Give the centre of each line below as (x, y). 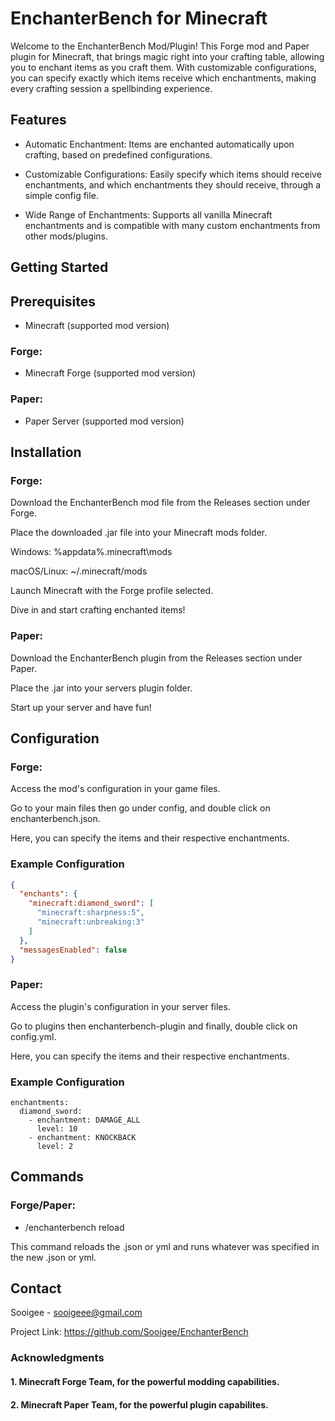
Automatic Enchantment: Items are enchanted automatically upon (159, 144)
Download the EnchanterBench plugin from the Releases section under (156, 658)
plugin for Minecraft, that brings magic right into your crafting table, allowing (167, 56)
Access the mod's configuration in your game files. (115, 789)
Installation (46, 452)
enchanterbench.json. (55, 819)
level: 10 (57, 1128)
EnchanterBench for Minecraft (139, 18)
